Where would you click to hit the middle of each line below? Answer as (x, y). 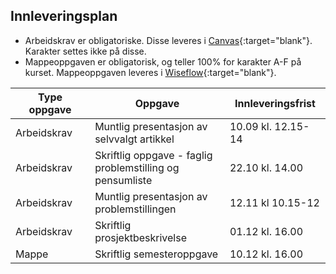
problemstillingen (135, 209)
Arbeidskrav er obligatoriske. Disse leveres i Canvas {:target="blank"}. (168, 40)
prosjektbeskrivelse (141, 237)
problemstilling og (137, 167)
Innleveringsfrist (275, 103)
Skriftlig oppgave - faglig (153, 155)
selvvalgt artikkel (134, 139)
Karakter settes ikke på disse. (85, 51)
